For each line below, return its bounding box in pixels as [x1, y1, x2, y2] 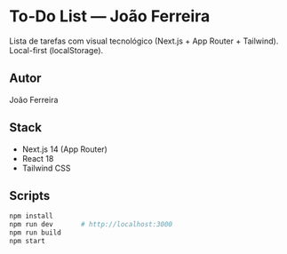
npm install [9, 211, 53, 221]
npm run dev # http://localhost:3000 [9, 220, 173, 229]
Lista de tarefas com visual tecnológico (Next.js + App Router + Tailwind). [9, 36, 279, 46]
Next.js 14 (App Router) [21, 144, 108, 155]
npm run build [9, 228, 62, 237]
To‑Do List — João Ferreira [9, 6, 211, 27]
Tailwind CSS [21, 163, 71, 173]
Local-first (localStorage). [9, 44, 104, 55]
